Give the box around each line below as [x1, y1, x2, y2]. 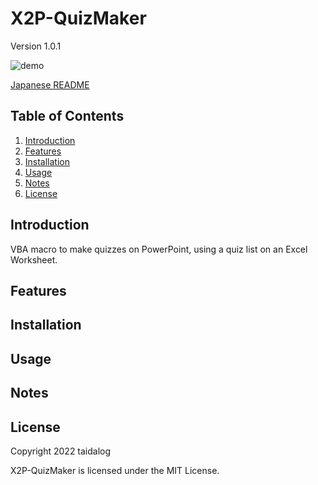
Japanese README [10, 78, 90, 91]
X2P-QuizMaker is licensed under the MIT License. [10, 464, 220, 476]
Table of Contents [10, 108, 125, 125]
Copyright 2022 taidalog [10, 445, 112, 457]
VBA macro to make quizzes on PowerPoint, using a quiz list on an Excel [10, 243, 308, 255]
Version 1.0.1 [10, 40, 62, 52]
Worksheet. [10, 253, 58, 266]
